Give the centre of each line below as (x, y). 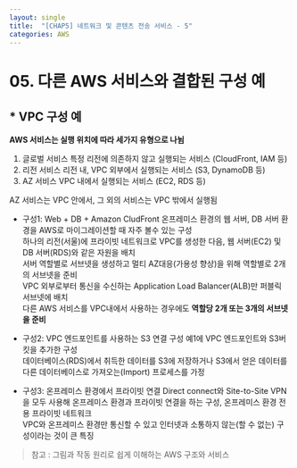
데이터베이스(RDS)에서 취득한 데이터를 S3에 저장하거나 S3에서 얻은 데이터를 (155, 361)
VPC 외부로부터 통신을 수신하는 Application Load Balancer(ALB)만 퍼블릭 (152, 286)
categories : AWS (39, 34)
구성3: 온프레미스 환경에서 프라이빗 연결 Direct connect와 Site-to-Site (145, 391)
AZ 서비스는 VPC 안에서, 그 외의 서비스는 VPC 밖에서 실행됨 (114, 200)
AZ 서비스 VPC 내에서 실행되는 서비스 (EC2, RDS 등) (114, 181)
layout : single (37, 17)
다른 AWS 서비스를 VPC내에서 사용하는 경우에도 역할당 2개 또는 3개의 (143, 308)
